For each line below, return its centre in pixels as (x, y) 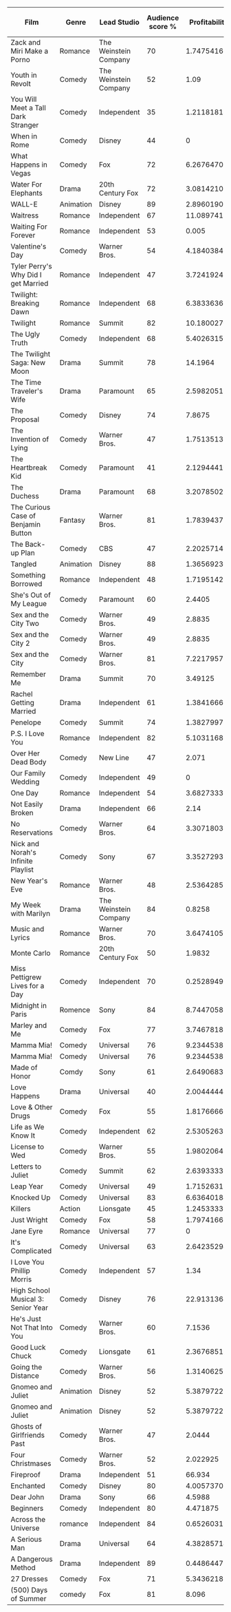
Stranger (25, 125)
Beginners (27, 1508)
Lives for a (27, 986)
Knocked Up (31, 1197)
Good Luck (28, 1347)
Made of (24, 1068)
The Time (26, 383)
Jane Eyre (27, 1231)
